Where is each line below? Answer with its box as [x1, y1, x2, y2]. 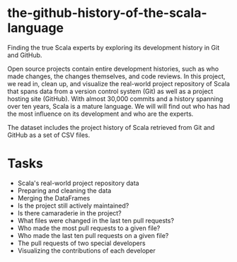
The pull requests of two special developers [17, 239, 146, 247]
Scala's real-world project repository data [17, 179, 139, 187]
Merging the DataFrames [17, 193, 91, 202]
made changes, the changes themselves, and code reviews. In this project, [7, 72, 226, 81]
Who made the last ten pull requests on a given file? [17, 231, 169, 239]
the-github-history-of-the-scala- [7, 5, 207, 21]
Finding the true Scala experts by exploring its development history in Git [7, 43, 220, 52]
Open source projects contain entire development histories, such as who [7, 64, 219, 73]
